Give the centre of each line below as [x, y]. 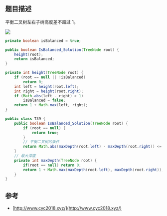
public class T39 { [25, 119]
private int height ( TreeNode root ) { [44, 73]
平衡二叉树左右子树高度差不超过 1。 [42, 22]
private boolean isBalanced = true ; [43, 41]
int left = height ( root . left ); [47, 86]
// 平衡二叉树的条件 [41, 142]
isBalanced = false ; [44, 101]
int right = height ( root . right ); [49, 91]
